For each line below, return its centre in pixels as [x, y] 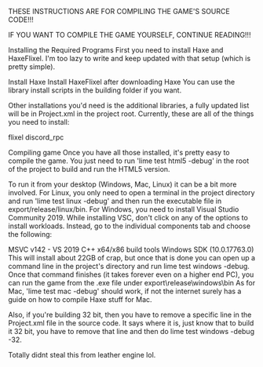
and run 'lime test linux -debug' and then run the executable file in [115, 201]
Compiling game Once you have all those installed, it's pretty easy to [119, 153]
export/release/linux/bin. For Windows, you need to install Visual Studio [124, 209]
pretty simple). [32, 67]
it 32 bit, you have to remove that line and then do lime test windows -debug [131, 331]
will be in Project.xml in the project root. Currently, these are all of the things [131, 114]
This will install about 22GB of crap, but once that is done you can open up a [132, 258]
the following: [30, 234]
